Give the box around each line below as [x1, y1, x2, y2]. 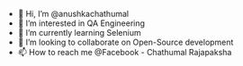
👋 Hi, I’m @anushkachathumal [17, 9, 129, 19]
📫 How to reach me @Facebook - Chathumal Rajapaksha [17, 47, 232, 57]
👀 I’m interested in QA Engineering [17, 18, 146, 29]
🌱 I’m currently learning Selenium [17, 28, 141, 37]
